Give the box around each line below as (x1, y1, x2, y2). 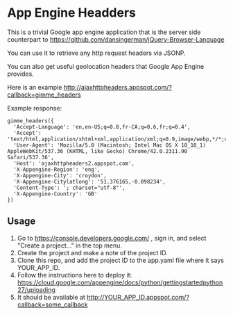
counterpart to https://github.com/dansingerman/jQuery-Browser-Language (7, 35, 225, 43)
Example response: (7, 104, 62, 112)
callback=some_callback (17, 300, 88, 309)
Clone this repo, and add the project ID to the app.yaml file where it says (17, 256, 224, 264)
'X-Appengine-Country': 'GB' (13, 190, 98, 197)
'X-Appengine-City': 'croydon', (13, 172, 107, 179)
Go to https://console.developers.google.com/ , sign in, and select (17, 234, 207, 242)
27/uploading (17, 285, 55, 293)
